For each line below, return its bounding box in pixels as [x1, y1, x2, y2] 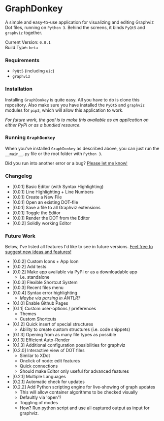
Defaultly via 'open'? [19, 394, 62, 400]
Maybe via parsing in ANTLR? [19, 295, 80, 301]
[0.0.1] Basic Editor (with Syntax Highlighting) [12, 184, 104, 190]
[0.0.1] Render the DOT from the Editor [12, 215, 90, 221]
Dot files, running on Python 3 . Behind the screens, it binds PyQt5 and [5, 24, 145, 30]
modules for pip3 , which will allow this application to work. [5, 107, 124, 113]
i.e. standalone [19, 274, 50, 280]
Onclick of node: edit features [19, 358, 80, 364]
